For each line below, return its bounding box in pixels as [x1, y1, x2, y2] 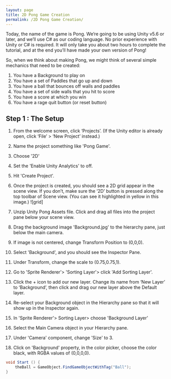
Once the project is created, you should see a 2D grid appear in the [13, 183, 155, 189]
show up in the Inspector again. [13, 305, 79, 311]
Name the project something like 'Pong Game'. [13, 143, 111, 149]
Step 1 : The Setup [6, 114, 64, 123]
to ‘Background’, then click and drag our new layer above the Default [13, 284, 157, 291]
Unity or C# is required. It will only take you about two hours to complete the [6, 42, 166, 48]
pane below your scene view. [13, 214, 75, 220]
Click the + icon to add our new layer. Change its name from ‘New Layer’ [13, 279, 165, 285]
